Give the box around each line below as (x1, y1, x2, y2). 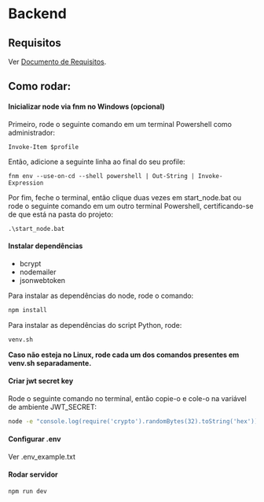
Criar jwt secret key (8, 376, 74, 386)
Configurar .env (8, 434, 61, 444)
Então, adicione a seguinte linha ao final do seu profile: (8, 157, 186, 166)
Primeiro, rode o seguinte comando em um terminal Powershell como (8, 119, 233, 128)
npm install (8, 306, 47, 314)
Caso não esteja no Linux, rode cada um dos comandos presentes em (8, 350, 240, 359)
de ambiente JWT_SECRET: (8, 402, 97, 411)
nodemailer (19, 267, 57, 277)
